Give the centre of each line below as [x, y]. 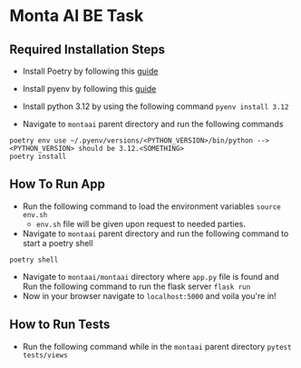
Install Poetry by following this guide [90, 71]
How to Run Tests [60, 325]
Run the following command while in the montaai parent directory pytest [157, 346]
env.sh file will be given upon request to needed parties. [141, 224]
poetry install [38, 156]
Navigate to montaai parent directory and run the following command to [155, 234]
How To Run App [58, 184]
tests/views [45, 355]
